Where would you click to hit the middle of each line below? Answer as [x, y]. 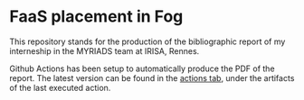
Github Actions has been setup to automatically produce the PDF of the [142, 68]
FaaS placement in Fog [96, 17]
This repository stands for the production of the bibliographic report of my [147, 41]
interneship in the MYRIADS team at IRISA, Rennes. [104, 50]
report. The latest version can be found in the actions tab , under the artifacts [152, 77]
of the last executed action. [60, 87]
